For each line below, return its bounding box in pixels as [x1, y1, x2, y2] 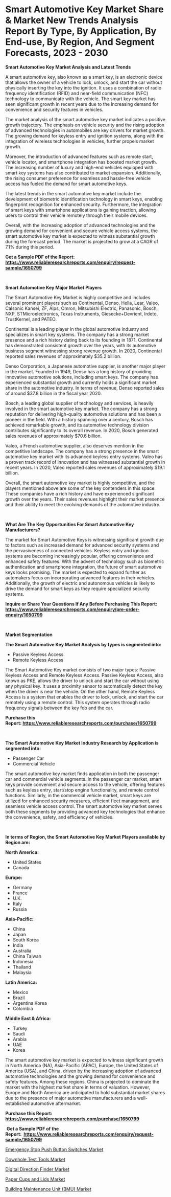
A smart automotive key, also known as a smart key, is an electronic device [5, 74, 163, 80]
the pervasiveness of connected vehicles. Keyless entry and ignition [5, 547, 149, 553]
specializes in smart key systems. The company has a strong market [5, 331, 149, 337]
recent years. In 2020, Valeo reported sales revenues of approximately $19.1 [5, 464, 165, 470]
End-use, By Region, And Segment [5, 36, 155, 48]
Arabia [12, 1036, 27, 1042]
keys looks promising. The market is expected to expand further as [5, 569, 146, 575]
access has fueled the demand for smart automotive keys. [5, 180, 128, 187]
